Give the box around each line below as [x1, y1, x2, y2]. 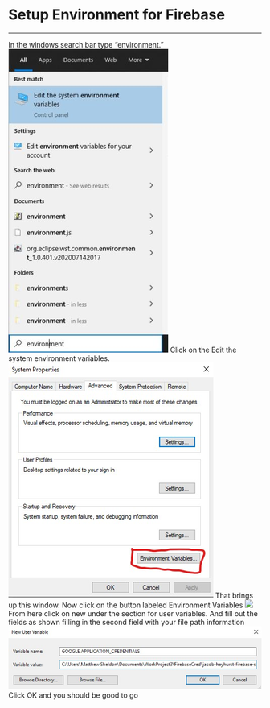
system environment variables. [8, 353, 110, 363]
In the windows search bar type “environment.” [8, 39, 165, 49]
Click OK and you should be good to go [8, 690, 139, 700]
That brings [215, 590, 254, 600]
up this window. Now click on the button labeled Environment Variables [8, 600, 243, 610]
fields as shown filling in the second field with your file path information [8, 617, 245, 627]
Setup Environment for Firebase [8, 6, 225, 24]
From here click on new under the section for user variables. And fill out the [8, 608, 259, 618]
